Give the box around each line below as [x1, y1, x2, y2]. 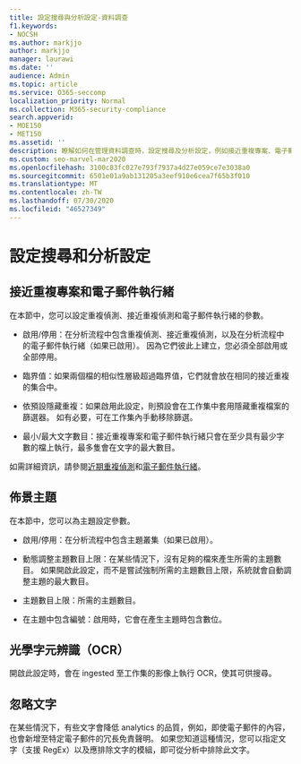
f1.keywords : [9, 21, 58, 30]
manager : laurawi [9, 55, 74, 64]
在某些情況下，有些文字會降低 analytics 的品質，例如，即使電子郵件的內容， [9, 722, 290, 733]
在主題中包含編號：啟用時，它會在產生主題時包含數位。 [21, 614, 227, 624]
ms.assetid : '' [9, 138, 66, 147]
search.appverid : [9, 113, 74, 122]
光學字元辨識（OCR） [9, 642, 130, 657]
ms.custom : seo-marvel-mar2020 [9, 154, 126, 164]
